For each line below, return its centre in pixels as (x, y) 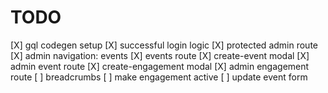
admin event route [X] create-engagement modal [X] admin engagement (160, 66)
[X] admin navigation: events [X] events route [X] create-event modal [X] (160, 55)
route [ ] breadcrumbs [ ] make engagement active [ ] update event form (159, 77)
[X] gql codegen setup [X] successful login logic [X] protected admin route (164, 45)
